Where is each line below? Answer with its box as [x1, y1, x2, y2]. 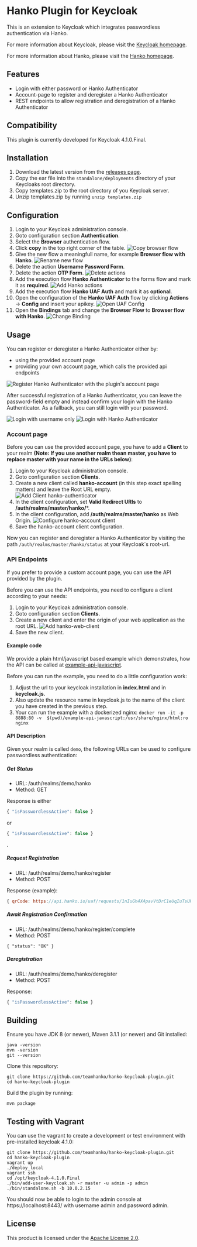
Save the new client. [15, 628, 64, 635]
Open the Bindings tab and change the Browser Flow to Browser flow [15, 307, 185, 314]
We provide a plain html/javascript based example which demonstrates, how [6, 655, 191, 662]
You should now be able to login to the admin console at [6, 1196, 142, 1203]
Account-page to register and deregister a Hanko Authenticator [15, 91, 168, 98]
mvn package [6, 1101, 36, 1107]
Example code [6, 642, 42, 649]
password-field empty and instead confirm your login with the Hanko [6, 398, 173, 405]
